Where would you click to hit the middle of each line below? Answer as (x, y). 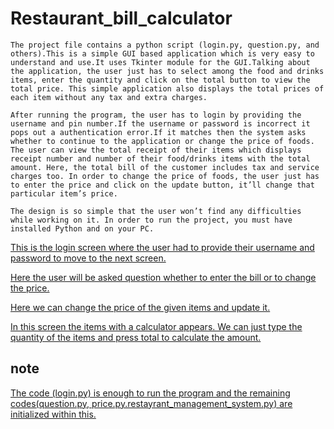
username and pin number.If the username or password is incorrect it (160, 123)
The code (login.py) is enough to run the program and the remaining (150, 393)
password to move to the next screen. (88, 258)
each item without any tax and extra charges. (109, 97)
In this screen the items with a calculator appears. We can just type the (156, 326)
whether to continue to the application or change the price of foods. (162, 141)
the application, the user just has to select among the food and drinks (167, 71)
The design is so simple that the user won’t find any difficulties (156, 211)
